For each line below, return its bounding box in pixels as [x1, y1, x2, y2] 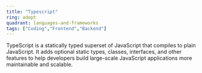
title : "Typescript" [6, 8, 59, 15]
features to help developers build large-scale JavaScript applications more [6, 54, 192, 62]
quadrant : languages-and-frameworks [6, 20, 99, 26]
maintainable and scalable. [6, 61, 73, 68]
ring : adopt [6, 14, 36, 20]
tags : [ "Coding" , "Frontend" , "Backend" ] [6, 25, 107, 32]
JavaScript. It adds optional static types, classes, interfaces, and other [6, 48, 182, 56]
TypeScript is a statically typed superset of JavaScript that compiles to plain [6, 42, 197, 49]
